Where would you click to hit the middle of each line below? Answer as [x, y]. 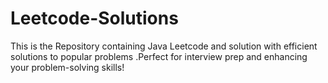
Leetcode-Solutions [94, 18]
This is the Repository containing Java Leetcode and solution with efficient [164, 46]
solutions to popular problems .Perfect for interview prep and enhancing [159, 56]
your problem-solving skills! [67, 67]
